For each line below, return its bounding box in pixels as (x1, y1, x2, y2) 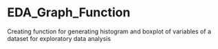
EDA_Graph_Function (7, 5, 131, 20)
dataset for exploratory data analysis (7, 34, 111, 42)
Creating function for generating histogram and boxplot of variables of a (7, 27, 212, 35)
